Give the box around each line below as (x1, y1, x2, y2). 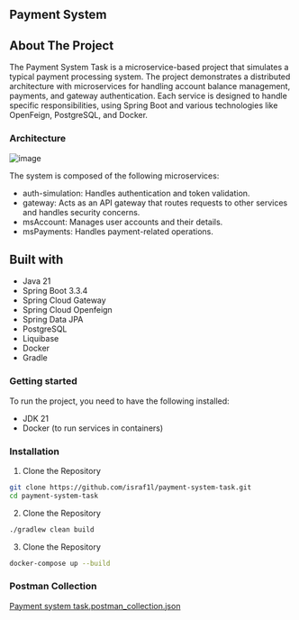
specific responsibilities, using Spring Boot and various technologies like (9, 100, 278, 111)
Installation (9, 445, 60, 458)
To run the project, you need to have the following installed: (9, 396, 230, 406)
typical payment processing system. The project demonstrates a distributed (9, 71, 291, 82)
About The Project (9, 38, 114, 53)
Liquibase (22, 333, 59, 344)
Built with (9, 251, 64, 267)
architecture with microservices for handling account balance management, (9, 81, 291, 92)
